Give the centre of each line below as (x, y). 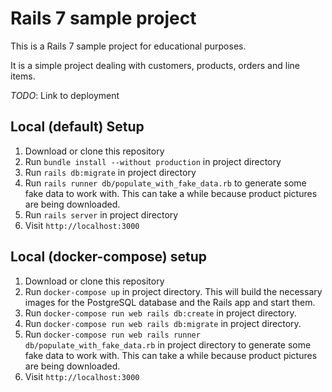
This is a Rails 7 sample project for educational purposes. (128, 46)
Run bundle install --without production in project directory (153, 161)
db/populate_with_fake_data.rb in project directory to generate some (168, 344)
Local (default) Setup (77, 127)
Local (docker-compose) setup (108, 257)
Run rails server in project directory (101, 214)
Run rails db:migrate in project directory (110, 172)
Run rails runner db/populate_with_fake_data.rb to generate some (165, 183)
